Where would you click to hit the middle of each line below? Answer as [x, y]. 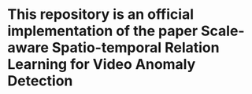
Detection [40, 81]
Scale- [222, 31]
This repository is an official [101, 14]
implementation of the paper [103, 31]
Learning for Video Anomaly [102, 65]
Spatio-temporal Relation [135, 48]
